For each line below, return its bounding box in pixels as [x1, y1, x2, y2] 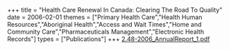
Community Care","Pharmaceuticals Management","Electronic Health [7, 27, 205, 36]
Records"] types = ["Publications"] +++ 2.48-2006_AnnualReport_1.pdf [7, 35, 210, 43]
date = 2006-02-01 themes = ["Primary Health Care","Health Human [7, 13, 203, 21]
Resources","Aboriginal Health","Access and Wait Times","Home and [7, 21, 202, 28]
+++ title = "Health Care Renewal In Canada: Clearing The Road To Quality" [7, 6, 223, 14]
